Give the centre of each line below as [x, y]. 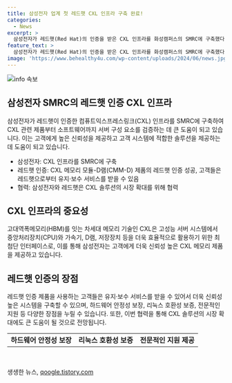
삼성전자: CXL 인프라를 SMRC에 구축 [67, 161]
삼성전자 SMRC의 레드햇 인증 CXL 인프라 [90, 103]
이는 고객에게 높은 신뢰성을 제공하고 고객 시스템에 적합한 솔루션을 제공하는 [121, 138]
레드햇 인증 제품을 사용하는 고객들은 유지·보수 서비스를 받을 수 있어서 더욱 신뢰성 [115, 297]
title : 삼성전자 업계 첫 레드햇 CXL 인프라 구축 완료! [75, 13]
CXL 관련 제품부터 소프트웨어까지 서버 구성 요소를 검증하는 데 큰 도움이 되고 [109, 129]
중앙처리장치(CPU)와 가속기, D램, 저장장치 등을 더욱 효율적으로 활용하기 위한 [110, 237]
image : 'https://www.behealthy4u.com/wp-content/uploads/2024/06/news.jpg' [118, 59]
